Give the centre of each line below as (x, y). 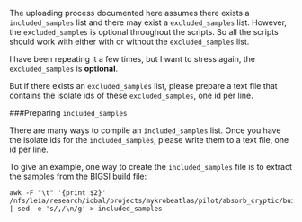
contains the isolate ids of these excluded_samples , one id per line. (131, 95)
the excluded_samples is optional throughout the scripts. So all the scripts (144, 32)
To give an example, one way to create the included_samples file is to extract (151, 167)
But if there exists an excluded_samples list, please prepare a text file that (143, 86)
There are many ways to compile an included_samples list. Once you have (145, 130)
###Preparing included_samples (68, 113)
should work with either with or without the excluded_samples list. (129, 41)
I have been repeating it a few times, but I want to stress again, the (133, 59)
